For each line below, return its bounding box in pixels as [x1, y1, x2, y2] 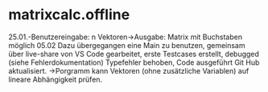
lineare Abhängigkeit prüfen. [8, 74, 103, 84]
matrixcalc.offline [8, 6, 130, 24]
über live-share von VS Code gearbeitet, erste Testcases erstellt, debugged [8, 49, 260, 58]
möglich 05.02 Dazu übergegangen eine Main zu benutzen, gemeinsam [8, 40, 245, 50]
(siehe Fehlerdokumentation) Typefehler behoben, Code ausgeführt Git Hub [8, 58, 260, 67]
